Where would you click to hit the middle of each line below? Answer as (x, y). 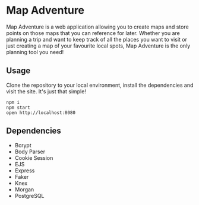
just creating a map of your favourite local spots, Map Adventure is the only (98, 46)
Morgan (24, 189)
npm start (18, 108)
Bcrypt (23, 145)
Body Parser (30, 152)
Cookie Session (34, 157)
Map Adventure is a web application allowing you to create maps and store (97, 27)
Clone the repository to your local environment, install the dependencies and (100, 85)
